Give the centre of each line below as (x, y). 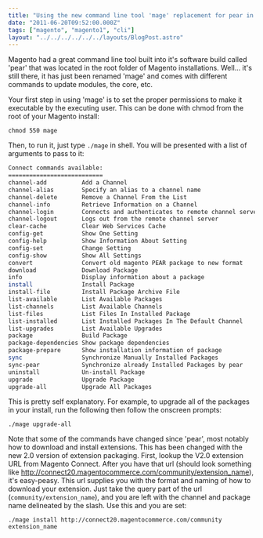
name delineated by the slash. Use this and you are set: (97, 506)
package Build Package (68, 336)
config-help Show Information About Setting (98, 241)
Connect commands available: (56, 168)
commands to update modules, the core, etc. (81, 85)
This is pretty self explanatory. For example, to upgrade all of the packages (129, 402)
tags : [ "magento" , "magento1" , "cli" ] (71, 30)
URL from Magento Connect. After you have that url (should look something (130, 464)
